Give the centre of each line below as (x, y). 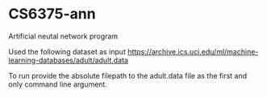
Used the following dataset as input (67, 51)
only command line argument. (58, 84)
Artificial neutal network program (63, 36)
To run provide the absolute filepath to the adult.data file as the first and (128, 75)
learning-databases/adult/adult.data (69, 60)
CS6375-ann (52, 14)
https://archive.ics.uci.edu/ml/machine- (193, 51)
